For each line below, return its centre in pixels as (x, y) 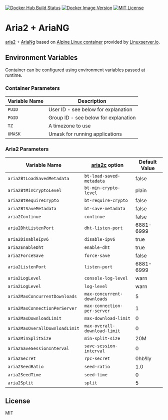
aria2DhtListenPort (31, 228)
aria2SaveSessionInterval (38, 348)
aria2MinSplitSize (29, 338)
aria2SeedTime (24, 375)
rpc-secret (97, 359)
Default (148, 162)
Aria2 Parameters (27, 149)
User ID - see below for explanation (90, 109)
